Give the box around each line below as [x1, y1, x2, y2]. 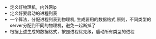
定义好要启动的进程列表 [9, 10, 57, 16]
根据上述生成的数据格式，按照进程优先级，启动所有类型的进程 [9, 29, 135, 34]
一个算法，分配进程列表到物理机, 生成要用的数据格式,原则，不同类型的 [9, 17, 151, 22]
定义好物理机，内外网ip [9, 4, 57, 10]
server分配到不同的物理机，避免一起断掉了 [9, 22, 96, 28]
